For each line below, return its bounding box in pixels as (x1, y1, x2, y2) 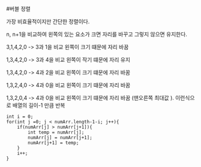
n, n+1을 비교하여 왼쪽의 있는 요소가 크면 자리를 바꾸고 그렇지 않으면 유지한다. (6, 31, 188, 38)
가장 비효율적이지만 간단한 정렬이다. (6, 18, 90, 25)
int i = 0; (6, 114, 34, 120)
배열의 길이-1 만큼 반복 (12, 102, 65, 109)
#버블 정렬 (6, 5, 31, 12)
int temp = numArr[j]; (28, 129, 85, 135)
